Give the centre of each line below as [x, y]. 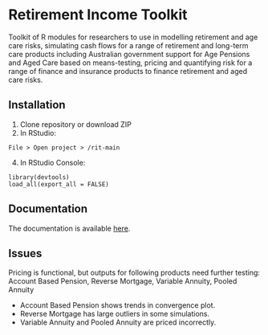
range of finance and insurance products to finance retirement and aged [128, 71]
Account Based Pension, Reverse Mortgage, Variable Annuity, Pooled [123, 281]
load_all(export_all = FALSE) [59, 184]
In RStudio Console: [53, 162]
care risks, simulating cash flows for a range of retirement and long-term [128, 45]
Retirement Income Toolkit [98, 15]
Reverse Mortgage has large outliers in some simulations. [115, 314]
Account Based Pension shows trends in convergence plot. [118, 305]
